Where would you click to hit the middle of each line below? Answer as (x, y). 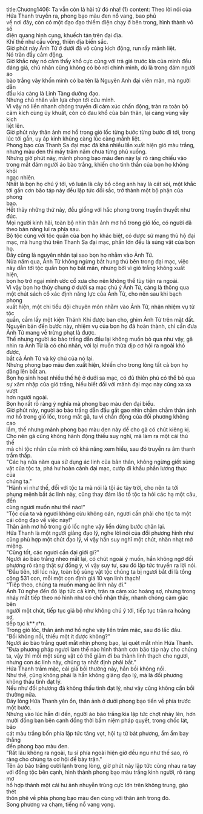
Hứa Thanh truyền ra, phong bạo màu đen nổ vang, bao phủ (81, 16)
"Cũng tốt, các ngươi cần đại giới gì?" (53, 552)
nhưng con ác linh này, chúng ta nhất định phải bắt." (72, 662)
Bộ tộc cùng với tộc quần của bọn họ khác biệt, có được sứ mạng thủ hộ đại (101, 235)
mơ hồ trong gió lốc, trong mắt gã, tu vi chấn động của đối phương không (98, 416)
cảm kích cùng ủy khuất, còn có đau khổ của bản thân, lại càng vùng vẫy (98, 113)
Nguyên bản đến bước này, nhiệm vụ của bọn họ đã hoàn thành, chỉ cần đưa (101, 326)
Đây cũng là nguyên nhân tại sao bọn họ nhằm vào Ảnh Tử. (80, 255)
